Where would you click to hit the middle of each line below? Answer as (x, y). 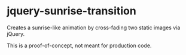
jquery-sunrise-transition (71, 11)
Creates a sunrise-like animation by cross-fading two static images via (94, 27)
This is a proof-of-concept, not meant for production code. (79, 45)
